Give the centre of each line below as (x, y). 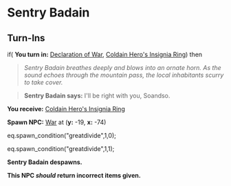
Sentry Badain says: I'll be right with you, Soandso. (97, 95)
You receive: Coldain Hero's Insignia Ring (66, 109)
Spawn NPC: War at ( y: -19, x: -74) (57, 122)
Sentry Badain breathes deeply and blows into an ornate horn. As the (122, 68)
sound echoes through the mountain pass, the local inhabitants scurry (124, 75)
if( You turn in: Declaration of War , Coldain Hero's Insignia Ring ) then (105, 54)
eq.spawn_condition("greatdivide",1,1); (61, 149)
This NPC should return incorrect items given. (74, 175)
